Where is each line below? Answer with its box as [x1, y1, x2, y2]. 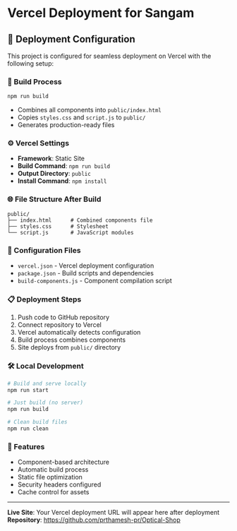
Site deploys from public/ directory [17, 343, 121, 352]
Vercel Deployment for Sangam [7, 5, 195, 21]
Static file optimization [17, 473, 83, 482]
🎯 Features [7, 441, 45, 451]
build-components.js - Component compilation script [17, 277, 172, 285]
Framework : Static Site [17, 154, 85, 163]
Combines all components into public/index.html [17, 106, 162, 114]
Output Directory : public [17, 169, 92, 178]
